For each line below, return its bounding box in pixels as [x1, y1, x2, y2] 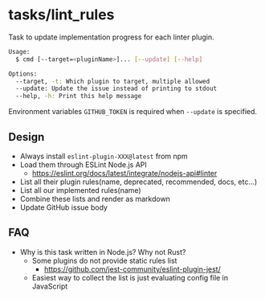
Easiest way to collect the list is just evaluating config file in [31, 272, 229, 282]
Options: [8, 70, 38, 78]
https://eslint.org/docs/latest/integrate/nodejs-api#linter [31, 169, 218, 178]
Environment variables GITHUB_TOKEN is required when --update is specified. [8, 107, 258, 117]
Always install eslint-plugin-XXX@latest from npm [19, 151, 189, 161]
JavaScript [31, 281, 68, 291]
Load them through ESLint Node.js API [19, 160, 147, 170]
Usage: [8, 47, 31, 55]
